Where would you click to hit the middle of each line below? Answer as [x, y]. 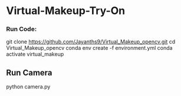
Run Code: [22, 29]
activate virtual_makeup [35, 54]
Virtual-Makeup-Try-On [66, 11]
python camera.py [28, 87]
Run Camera [29, 72]
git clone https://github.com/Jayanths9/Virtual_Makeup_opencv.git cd [91, 42]
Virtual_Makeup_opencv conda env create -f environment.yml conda [89, 48]
